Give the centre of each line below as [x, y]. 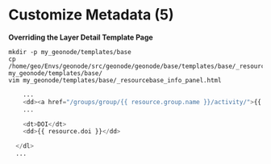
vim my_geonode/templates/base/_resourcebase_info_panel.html [115, 80]
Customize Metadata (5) [92, 15]
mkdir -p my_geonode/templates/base [70, 52]
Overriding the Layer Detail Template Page [81, 37]
